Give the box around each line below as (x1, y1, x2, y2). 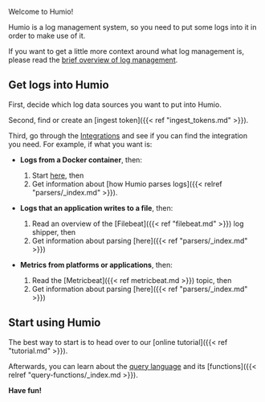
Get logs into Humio (8, 78, 110, 92)
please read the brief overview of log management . (8, 55, 178, 64)
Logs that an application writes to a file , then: (19, 203, 173, 212)
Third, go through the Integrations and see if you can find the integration (8, 130, 248, 140)
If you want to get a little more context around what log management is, (8, 47, 245, 55)
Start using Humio (8, 316, 101, 330)
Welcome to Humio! (8, 7, 74, 16)
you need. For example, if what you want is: (8, 139, 153, 149)
